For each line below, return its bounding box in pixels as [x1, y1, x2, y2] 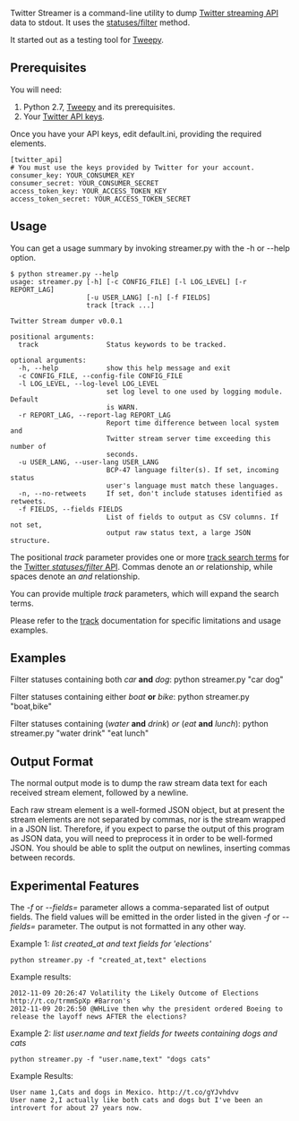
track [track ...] [86, 300, 155, 310]
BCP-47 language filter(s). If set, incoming [106, 465, 279, 474]
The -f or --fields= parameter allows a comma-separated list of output [10, 902, 269, 913]
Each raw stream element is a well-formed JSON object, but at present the [10, 805, 286, 815]
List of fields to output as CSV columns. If [106, 513, 279, 522]
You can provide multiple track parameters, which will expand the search [10, 588, 279, 599]
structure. [10, 536, 51, 545]
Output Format [10, 754, 94, 769]
